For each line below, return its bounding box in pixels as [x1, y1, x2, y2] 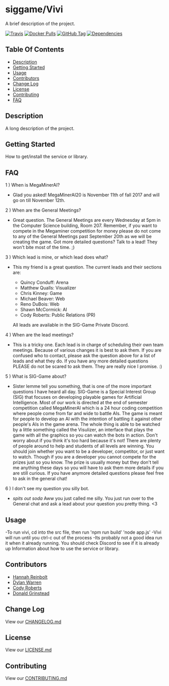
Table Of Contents [5, 45, 65, 54]
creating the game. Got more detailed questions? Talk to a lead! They [12, 239, 158, 245]
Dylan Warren [12, 579, 42, 585]
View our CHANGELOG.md [5, 619, 62, 625]
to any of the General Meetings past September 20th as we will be [12, 234, 152, 240]
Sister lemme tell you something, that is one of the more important [12, 383, 152, 390]
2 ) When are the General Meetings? [5, 207, 81, 213]
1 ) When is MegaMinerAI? [5, 182, 60, 188]
